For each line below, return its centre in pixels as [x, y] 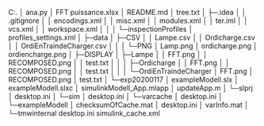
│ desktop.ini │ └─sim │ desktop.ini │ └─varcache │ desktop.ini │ [116, 96]
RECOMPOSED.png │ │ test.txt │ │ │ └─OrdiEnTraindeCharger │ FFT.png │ [131, 71]
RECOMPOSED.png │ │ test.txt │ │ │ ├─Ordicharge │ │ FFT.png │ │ [119, 63]
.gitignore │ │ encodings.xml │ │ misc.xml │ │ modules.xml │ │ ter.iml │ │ [128, 21]
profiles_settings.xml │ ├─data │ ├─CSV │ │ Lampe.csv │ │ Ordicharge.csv [132, 37]
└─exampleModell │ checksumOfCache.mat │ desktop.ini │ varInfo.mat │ [129, 105]
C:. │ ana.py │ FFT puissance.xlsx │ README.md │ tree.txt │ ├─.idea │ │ [128, 12]
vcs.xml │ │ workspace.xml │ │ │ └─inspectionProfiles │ [101, 29]
